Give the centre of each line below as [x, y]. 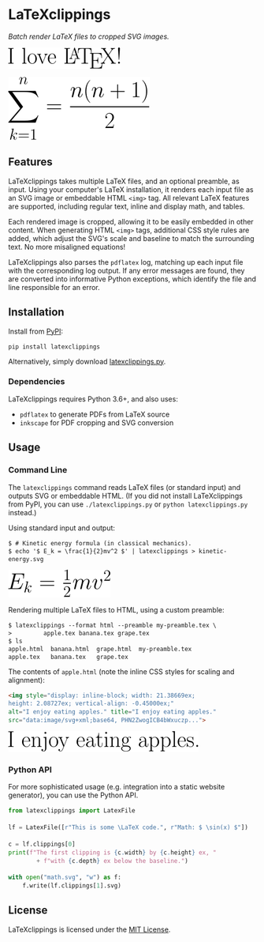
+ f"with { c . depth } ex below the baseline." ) [113, 861]
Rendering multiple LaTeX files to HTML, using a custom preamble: [116, 609]
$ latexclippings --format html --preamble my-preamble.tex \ [112, 625]
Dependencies [37, 382]
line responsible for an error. [54, 287]
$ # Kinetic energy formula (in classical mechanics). [100, 543]
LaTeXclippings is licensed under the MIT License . [89, 929]
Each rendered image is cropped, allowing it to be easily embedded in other [131, 221]
